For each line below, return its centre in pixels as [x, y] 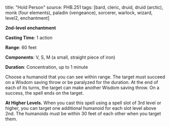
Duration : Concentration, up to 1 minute [47, 67]
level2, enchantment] [27, 18]
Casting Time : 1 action [29, 38]
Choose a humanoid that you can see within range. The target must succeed [85, 77]
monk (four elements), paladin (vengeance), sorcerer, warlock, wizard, [79, 13]
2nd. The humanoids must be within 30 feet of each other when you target [83, 114]
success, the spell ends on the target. [45, 93]
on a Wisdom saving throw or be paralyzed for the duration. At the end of [82, 82]
